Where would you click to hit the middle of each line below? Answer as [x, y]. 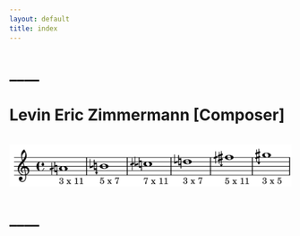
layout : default [39, 19]
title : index [34, 28]
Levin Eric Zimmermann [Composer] [147, 114]
